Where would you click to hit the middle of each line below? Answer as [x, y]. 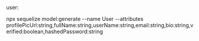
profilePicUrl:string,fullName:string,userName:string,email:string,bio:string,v [100, 25]
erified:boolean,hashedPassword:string [55, 31]
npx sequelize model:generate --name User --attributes [75, 19]
